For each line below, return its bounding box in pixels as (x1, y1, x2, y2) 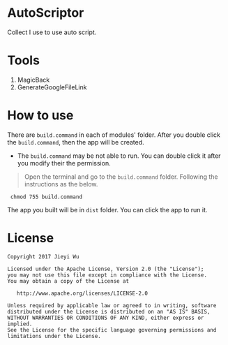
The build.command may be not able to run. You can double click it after (17, 152, 221, 160)
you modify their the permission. (17, 159, 111, 167)
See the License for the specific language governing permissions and (7, 326, 217, 333)
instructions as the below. (24, 179, 98, 188)
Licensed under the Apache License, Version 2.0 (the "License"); (7, 265, 204, 272)
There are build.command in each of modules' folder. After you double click (7, 131, 221, 139)
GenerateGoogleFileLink (17, 82, 87, 91)
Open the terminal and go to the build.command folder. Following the (24, 172, 218, 181)
